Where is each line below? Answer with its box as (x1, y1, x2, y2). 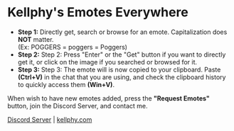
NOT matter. (17, 35, 54, 43)
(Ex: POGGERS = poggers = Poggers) (17, 42, 128, 51)
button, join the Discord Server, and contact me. (7, 101, 148, 110)
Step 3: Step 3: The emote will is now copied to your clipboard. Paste (17, 65, 221, 74)
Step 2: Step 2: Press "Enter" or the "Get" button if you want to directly (17, 50, 226, 59)
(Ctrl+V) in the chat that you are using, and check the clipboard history (17, 72, 226, 81)
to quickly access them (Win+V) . (17, 80, 115, 89)
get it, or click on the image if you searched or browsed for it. (17, 57, 198, 66)
